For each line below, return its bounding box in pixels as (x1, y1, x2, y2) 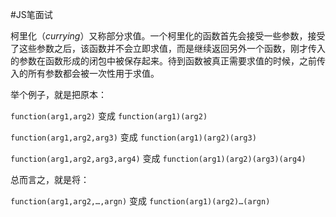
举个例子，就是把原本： (10, 89, 107, 100)
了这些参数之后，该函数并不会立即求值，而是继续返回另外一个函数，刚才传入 (10, 43, 326, 54)
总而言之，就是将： (10, 174, 90, 185)
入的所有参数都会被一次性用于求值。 (10, 68, 160, 79)
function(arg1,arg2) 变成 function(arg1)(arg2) (10, 110, 208, 122)
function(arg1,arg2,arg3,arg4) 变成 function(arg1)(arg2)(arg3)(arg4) (10, 153, 307, 164)
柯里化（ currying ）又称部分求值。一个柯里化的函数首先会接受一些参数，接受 (10, 30, 326, 42)
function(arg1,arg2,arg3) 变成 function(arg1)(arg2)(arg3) (10, 131, 257, 143)
